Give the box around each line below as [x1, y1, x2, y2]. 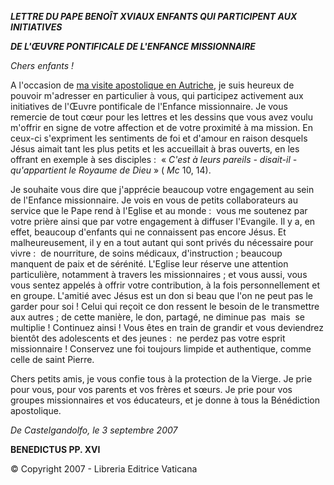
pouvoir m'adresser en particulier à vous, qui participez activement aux [10, 90, 304, 101]
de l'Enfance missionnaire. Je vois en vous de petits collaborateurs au [10, 194, 298, 206]
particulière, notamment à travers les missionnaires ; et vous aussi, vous [10, 269, 308, 280]
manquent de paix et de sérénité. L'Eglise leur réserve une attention [10, 258, 289, 270]
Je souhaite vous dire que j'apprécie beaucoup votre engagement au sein [10, 184, 315, 195]
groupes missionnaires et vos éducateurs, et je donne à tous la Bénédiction [10, 394, 320, 406]
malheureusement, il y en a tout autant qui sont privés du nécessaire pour [10, 237, 314, 248]
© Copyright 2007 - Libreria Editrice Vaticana [10, 463, 198, 475]
